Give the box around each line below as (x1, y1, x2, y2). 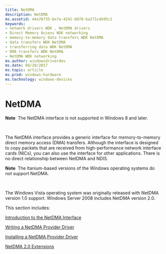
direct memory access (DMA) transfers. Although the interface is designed (5, 139, 159, 145)
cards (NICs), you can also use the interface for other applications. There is (5, 150, 161, 156)
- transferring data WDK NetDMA (5, 44, 72, 49)
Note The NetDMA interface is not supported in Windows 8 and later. (5, 115, 148, 121)
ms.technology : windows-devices (5, 77, 72, 82)
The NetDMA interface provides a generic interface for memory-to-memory (5, 134, 161, 140)
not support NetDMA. (5, 170, 49, 176)
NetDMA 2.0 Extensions (5, 243, 54, 250)
